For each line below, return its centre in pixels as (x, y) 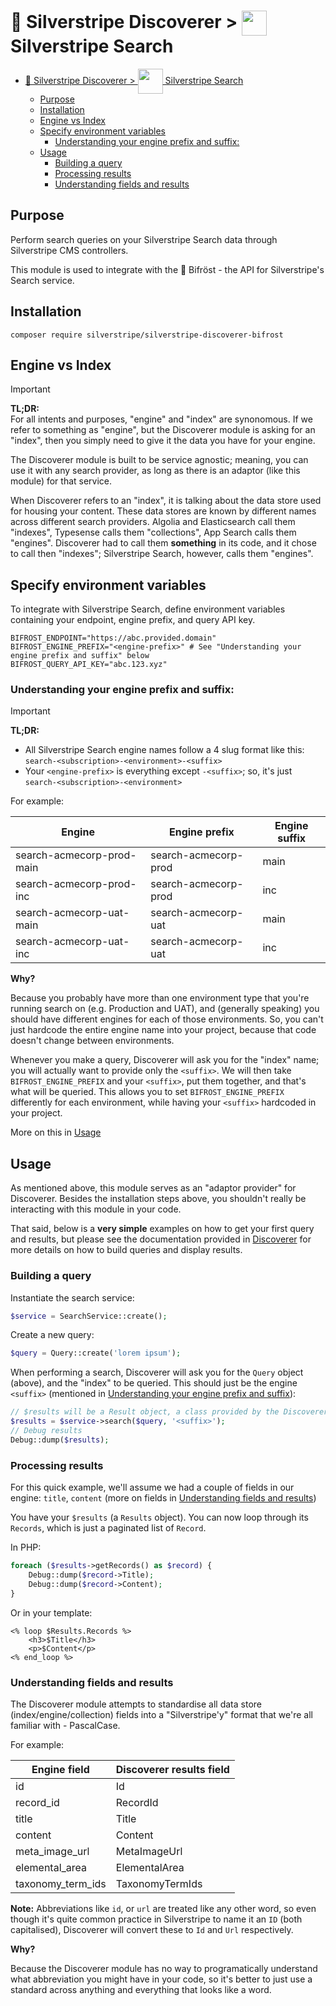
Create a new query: (52, 1335)
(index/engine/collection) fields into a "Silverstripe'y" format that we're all (161, 1714)
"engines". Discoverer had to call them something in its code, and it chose (163, 543)
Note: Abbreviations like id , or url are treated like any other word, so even (163, 1908)
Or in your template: (51, 1612)
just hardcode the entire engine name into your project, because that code (163, 1030)
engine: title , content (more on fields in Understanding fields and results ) (163, 1498)
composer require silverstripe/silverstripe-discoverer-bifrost (147, 335)
